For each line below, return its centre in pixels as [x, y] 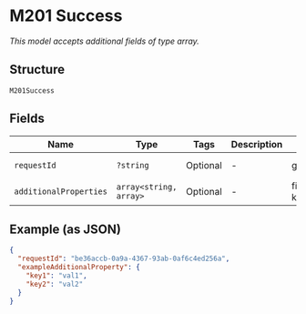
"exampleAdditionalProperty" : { [79, 268]
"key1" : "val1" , [57, 276]
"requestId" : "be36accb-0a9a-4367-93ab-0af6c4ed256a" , [124, 259]
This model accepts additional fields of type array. [105, 41]
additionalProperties [61, 191]
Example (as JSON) [65, 229]
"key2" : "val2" [55, 284]
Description [257, 144]
